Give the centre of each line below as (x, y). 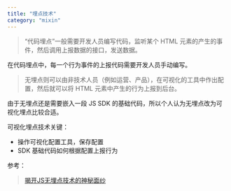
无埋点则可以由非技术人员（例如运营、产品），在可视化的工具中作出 (121, 79)
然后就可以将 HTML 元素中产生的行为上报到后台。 (108, 88)
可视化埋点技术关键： (38, 127)
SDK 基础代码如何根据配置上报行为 (68, 150)
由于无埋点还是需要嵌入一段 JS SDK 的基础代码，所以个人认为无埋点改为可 (115, 103)
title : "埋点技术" (32, 14)
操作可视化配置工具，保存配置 (60, 141)
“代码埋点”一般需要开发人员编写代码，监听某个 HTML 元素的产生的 (120, 41)
